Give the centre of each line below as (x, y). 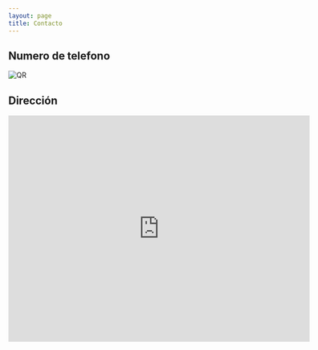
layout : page (30, 16)
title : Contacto (35, 23)
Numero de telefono (59, 56)
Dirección (33, 100)
